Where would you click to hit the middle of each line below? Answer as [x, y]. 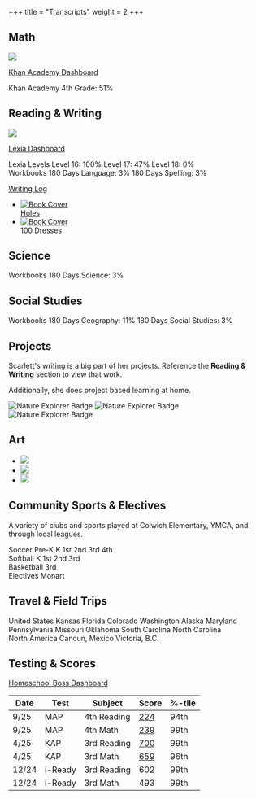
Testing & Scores [52, 664]
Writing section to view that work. [65, 374]
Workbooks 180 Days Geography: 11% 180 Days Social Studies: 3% [121, 321]
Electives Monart [37, 575]
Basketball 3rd [33, 567]
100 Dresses [41, 230]
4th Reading [107, 717]
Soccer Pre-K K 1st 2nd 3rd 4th [61, 549]
